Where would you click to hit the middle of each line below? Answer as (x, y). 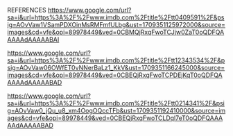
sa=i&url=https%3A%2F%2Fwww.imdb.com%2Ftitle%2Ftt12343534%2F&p (116, 60)
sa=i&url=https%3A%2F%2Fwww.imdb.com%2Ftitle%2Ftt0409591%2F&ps (116, 17)
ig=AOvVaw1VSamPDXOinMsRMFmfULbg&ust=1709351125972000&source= (116, 25)
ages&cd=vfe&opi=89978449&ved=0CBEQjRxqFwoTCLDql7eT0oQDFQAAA (115, 118)
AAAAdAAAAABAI (33, 40)
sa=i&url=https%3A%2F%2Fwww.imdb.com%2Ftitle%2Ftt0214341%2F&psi (116, 103)
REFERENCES (27, 10)
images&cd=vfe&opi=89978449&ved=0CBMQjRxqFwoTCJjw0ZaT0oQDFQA (116, 32)
